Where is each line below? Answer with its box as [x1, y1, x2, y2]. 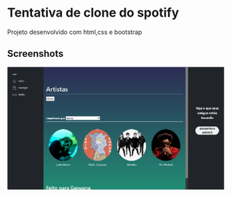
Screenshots [7, 48, 64, 60]
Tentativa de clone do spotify [7, 5, 179, 21]
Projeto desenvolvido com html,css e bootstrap [7, 28, 142, 36]
